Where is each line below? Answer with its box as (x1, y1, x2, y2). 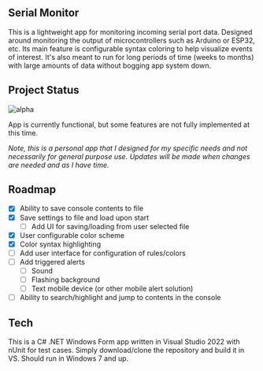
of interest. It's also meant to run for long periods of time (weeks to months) (8, 52, 254, 61)
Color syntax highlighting (19, 239, 102, 249)
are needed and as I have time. (8, 160, 109, 169)
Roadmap (8, 183, 57, 196)
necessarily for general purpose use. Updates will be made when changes (8, 151, 250, 161)
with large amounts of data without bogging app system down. (8, 61, 211, 70)
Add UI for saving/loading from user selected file (31, 221, 190, 231)
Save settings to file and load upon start (19, 213, 150, 222)
